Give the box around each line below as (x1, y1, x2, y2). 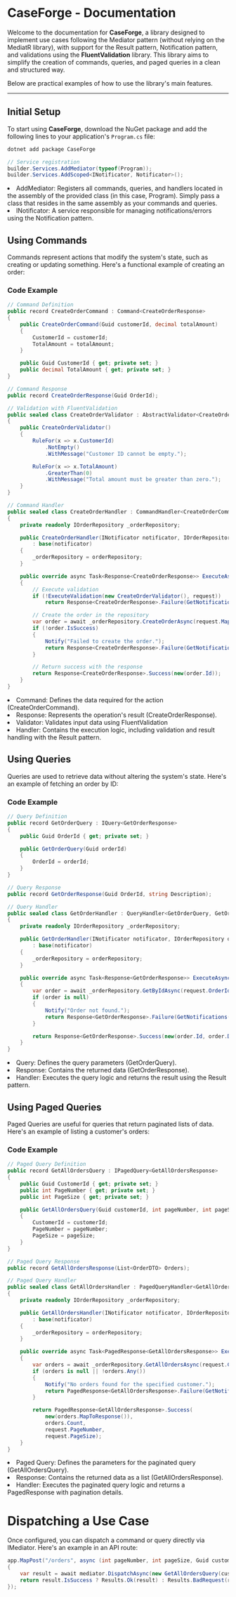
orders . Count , (44, 1420, 86, 1427)
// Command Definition (7, 301, 74, 308)
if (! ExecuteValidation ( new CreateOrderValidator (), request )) (32, 592, 221, 600)
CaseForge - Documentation (7, 5, 176, 21)
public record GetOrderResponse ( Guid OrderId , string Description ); (7, 890, 212, 898)
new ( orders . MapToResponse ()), (44, 1413, 133, 1420)
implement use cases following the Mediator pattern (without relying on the (7, 35, 225, 44)
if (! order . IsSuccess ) (32, 625, 99, 632)
